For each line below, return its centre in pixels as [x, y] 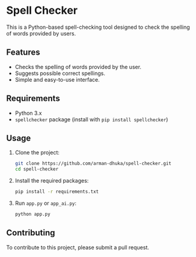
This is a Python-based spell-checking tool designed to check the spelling [98, 27]
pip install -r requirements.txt [57, 192]
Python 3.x [28, 113]
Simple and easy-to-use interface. [57, 79]
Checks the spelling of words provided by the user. [78, 67]
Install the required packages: [52, 181]
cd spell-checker [37, 169]
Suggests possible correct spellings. [60, 73]
